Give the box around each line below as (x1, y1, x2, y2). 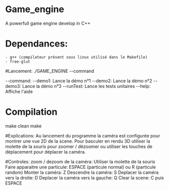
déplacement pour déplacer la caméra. (5, 149, 86, 155)
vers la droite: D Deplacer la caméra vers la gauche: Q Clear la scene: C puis (5, 174, 164, 180)
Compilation (5, 106, 58, 118)
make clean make (5, 123, 42, 129)
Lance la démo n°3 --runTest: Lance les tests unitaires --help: (22, 83, 151, 89)
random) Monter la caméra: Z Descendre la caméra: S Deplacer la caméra (5, 169, 159, 175)
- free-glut (5, 59, 30, 64)
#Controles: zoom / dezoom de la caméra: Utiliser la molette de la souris (5, 158, 155, 165)
